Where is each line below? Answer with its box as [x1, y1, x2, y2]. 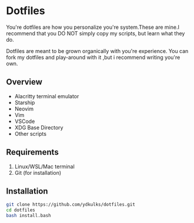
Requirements [6, 147, 59, 157]
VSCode [14, 118, 35, 125]
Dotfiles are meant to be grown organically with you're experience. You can [6, 47, 189, 54]
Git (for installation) [14, 169, 62, 176]
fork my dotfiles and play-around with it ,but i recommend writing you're [6, 54, 180, 61]
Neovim [14, 105, 34, 112]
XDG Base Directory [14, 124, 63, 131]
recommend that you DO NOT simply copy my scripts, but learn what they [6, 29, 185, 36]
